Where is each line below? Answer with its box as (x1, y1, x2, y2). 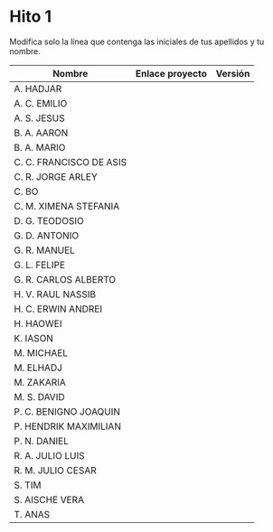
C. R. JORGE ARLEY (14, 170, 98, 182)
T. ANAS (14, 508, 51, 520)
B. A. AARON (14, 126, 69, 139)
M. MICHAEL (14, 346, 69, 359)
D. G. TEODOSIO (14, 214, 84, 227)
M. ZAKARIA (14, 376, 66, 388)
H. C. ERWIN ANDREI (14, 303, 102, 315)
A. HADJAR (14, 82, 62, 95)
